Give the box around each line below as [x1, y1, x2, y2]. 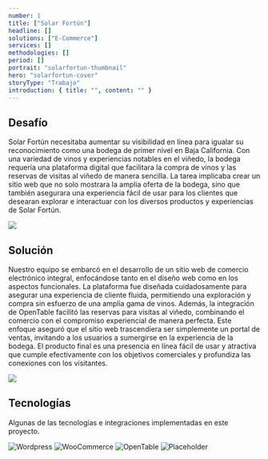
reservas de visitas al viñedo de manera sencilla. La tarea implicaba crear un [8, 171, 261, 181]
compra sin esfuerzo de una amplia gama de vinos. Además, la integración [8, 299, 254, 308]
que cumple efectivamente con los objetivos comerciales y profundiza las [8, 350, 251, 359]
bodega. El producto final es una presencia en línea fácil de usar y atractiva [8, 341, 257, 351]
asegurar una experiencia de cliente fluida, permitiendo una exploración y [8, 290, 252, 300]
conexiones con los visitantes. [8, 358, 108, 368]
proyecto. [8, 426, 40, 436]
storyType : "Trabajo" [8, 79, 81, 87]
